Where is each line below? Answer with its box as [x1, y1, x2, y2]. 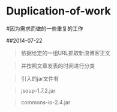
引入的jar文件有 [20, 75, 59, 82]
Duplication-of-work [6, 4, 111, 18]
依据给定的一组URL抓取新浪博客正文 [20, 49, 111, 57]
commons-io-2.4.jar [20, 98, 71, 106]
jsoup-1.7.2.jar [20, 87, 56, 94]
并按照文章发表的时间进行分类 [20, 62, 95, 69]
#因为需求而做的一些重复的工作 [6, 25, 83, 32]
